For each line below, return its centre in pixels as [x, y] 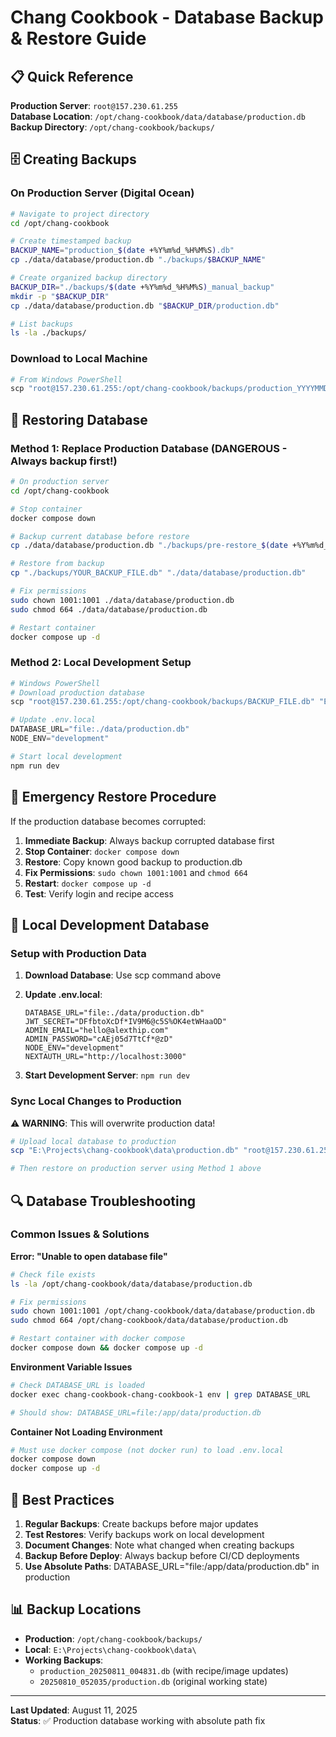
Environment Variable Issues [71, 1367]
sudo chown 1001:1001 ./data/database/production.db [122, 600]
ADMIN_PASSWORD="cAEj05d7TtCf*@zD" [99, 1039]
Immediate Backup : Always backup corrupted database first [149, 840]
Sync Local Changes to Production [96, 1101]
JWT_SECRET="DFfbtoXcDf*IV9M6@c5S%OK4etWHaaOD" [125, 1022]
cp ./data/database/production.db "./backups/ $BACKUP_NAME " [138, 260]
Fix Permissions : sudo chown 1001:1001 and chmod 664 [136, 872]
